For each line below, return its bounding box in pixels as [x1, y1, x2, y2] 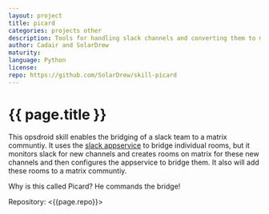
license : [8, 64, 38, 72]
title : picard [8, 19, 56, 27]
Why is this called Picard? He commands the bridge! [8, 181, 181, 191]
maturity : [8, 49, 42, 57]
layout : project [8, 11, 62, 20]
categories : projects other [8, 26, 102, 34]
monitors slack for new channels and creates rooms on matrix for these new [8, 149, 259, 158]
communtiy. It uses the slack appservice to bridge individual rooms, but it [8, 141, 251, 150]
